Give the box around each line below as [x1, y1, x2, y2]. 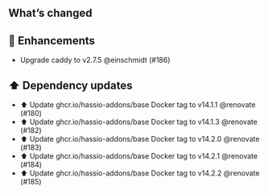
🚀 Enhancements [8, 34, 95, 47]
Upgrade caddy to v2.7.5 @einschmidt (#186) [19, 56, 171, 65]
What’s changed [8, 6, 93, 20]
